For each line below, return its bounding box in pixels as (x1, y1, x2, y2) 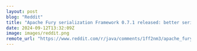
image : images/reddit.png (6, 30, 69, 36)
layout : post (6, 8, 38, 15)
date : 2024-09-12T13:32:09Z (6, 25, 75, 31)
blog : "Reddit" (6, 14, 43, 20)
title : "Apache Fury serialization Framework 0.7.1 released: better (6, 19, 180, 25)
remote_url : (6, 36, 35, 42)
